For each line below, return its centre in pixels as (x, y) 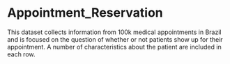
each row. (22, 54)
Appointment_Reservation (85, 13)
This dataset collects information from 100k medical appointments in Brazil (114, 32)
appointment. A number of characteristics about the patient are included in (114, 47)
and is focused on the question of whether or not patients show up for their (115, 39)
